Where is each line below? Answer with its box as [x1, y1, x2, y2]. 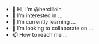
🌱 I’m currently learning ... [11, 18, 76, 25]
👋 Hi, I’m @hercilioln [11, 6, 62, 12]
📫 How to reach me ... [11, 32, 68, 38]
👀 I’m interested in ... [11, 12, 63, 19]
